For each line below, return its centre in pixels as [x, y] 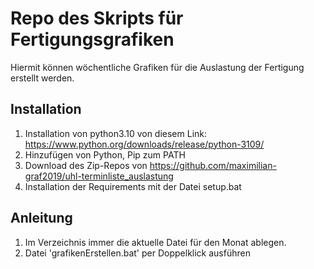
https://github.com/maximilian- [213, 165]
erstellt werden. [42, 78]
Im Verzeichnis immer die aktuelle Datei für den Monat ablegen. [155, 242]
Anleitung [41, 218]
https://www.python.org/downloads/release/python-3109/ [144, 144]
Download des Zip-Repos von [86, 165]
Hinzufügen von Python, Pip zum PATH [105, 154]
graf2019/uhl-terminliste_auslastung [99, 176]
